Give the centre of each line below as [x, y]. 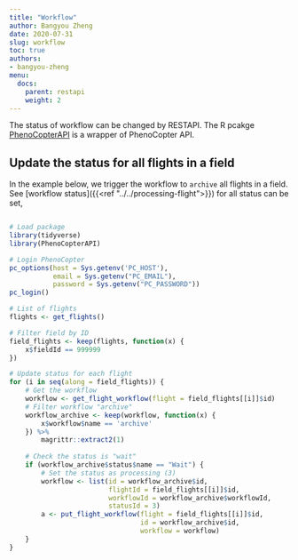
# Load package [37, 228]
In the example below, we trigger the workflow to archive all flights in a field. [149, 184]
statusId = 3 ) [134, 506]
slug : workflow [37, 42]
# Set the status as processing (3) [109, 473]
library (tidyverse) [45, 236]
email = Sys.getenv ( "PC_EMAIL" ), [114, 276]
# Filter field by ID [49, 333]
